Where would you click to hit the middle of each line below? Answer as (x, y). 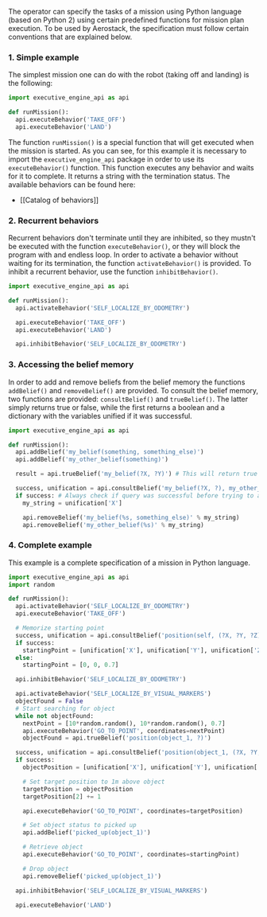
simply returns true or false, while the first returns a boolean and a (116, 407)
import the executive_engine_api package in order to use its (106, 159)
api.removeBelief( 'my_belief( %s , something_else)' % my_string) (131, 517)
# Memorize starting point (60, 628)
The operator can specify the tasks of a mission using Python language (125, 12)
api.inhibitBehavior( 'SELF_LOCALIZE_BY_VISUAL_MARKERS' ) (112, 891)
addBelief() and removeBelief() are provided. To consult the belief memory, (133, 390)
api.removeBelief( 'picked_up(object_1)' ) (92, 876)
